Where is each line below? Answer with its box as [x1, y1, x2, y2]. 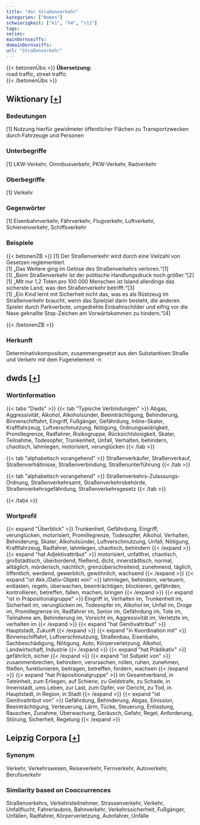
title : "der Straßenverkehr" [6, 8, 79, 15]
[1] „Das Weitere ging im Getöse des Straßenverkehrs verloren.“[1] [6, 265, 169, 272]
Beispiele [6, 239, 34, 247]
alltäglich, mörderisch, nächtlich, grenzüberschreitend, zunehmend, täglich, [6, 563, 192, 570]
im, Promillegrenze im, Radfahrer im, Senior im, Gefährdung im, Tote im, [6, 607, 183, 615]
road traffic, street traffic [6, 70, 67, 78]
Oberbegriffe [6, 175, 45, 184]
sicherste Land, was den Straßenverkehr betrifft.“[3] [6, 284, 135, 291]
